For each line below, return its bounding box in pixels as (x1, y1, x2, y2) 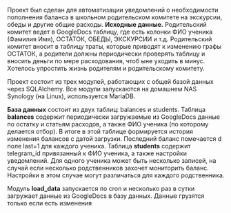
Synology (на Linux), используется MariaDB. (7, 92, 136, 100)
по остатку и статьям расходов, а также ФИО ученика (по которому (7, 120, 209, 128)
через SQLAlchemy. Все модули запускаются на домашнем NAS (7, 85, 197, 93)
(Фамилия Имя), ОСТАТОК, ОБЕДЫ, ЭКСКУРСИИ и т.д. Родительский (7, 35, 212, 43)
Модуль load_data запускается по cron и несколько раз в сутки (7, 185, 195, 192)
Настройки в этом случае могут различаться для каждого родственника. (7, 171, 225, 179)
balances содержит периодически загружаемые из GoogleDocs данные (7, 113, 221, 121)
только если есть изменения (7, 199, 92, 207)
